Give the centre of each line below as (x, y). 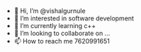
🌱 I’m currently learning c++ (55, 26)
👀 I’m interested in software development (74, 18)
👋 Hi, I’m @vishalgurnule (50, 11)
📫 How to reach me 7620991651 (62, 41)
